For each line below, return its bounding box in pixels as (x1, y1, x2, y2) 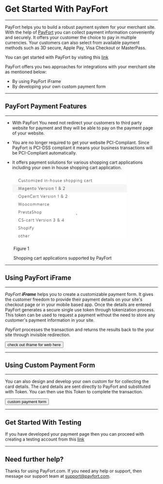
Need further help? (5, 455, 64, 464)
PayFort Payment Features (5, 102, 87, 111)
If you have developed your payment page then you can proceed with (5, 431, 145, 437)
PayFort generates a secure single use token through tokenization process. (5, 307, 155, 312)
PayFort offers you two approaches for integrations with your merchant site (5, 63, 156, 69)
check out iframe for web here (7, 342, 61, 347)
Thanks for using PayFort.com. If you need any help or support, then (5, 468, 142, 474)
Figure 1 (13, 245, 30, 252)
